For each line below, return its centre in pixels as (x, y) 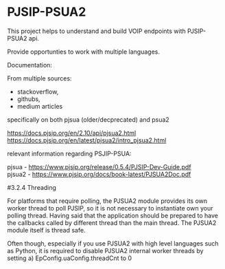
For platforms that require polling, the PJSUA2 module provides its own (107, 201)
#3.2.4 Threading (32, 187)
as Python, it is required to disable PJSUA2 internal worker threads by (105, 250)
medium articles (40, 106)
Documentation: (30, 65)
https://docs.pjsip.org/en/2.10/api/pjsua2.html (72, 133)
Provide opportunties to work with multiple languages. (83, 52)
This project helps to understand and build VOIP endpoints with (97, 31)
